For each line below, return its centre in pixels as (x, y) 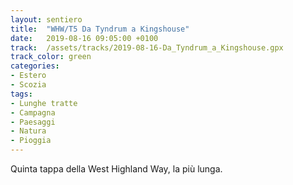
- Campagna (33, 112)
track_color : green (51, 57)
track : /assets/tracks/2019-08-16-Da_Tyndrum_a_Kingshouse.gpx (147, 47)
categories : (35, 66)
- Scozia (28, 85)
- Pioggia (31, 141)
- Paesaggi (33, 122)
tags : (21, 94)
